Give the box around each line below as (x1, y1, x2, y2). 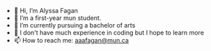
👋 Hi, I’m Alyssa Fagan (13, 7, 79, 14)
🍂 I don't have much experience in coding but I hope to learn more (13, 28, 204, 37)
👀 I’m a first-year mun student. (13, 14, 102, 22)
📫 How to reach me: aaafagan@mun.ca (13, 37, 129, 44)
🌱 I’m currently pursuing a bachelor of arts (13, 21, 136, 29)
